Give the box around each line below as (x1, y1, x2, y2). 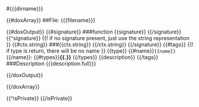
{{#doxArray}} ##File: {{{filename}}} (6, 17, 96, 23)
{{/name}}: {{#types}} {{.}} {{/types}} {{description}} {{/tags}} (6, 54, 158, 60)
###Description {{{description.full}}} (6, 60, 97, 67)
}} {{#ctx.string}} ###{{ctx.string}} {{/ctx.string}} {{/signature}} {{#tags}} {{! (6, 41, 194, 48)
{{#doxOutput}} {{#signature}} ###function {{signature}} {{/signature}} (6, 28, 182, 35)
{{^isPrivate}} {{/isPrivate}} (6, 95, 73, 102)
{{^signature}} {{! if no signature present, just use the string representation (6, 35, 190, 41)
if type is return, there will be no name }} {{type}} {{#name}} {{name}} (6, 47, 176, 54)
